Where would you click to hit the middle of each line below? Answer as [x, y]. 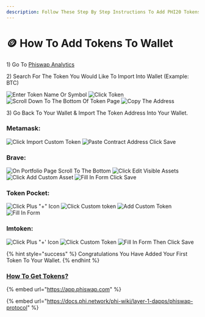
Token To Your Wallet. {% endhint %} [53, 260]
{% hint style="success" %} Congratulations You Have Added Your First [97, 254]
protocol [17, 308]
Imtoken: [20, 229]
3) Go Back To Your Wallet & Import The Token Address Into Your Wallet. [97, 113]
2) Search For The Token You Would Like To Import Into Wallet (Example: [98, 76]
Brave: [16, 157]
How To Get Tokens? [38, 276]
